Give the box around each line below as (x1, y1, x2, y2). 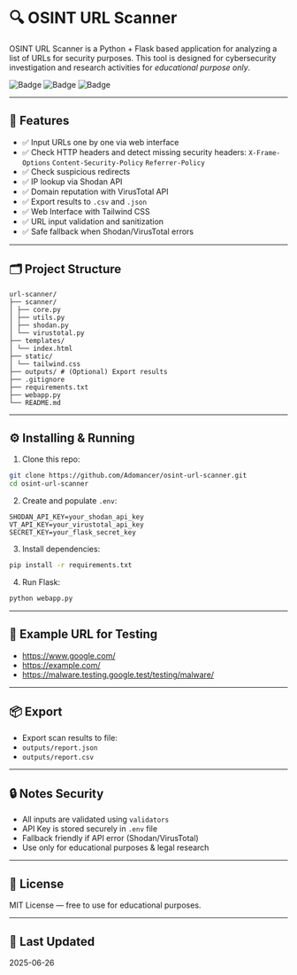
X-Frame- (248, 148, 281, 157)
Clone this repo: (21, 454, 80, 464)
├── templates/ (9, 336, 65, 345)
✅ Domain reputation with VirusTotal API (21, 186, 170, 197)
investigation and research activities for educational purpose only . (9, 62, 251, 73)
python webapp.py (9, 594, 73, 603)
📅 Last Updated (9, 933, 95, 949)
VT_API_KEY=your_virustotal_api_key (9, 520, 144, 529)
